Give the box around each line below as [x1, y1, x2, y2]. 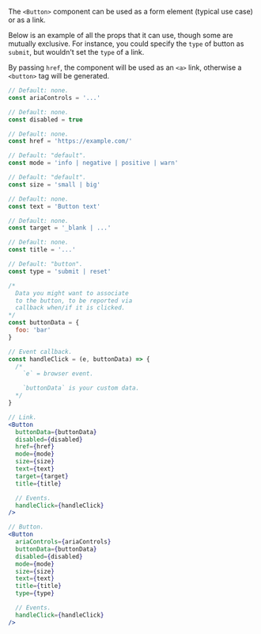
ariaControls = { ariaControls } [15, 538, 112, 546]
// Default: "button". [8, 260, 83, 268]
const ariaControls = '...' [8, 94, 101, 102]
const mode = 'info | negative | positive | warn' [8, 159, 179, 167]
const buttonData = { [8, 319, 80, 327]
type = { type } [15, 590, 55, 597]
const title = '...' [8, 246, 77, 254]
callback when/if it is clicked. [15, 304, 126, 312]
